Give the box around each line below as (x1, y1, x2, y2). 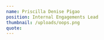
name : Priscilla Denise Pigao (6, 8, 80, 15)
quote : (6, 25, 22, 31)
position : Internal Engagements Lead (6, 14, 99, 20)
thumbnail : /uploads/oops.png (6, 19, 80, 25)
